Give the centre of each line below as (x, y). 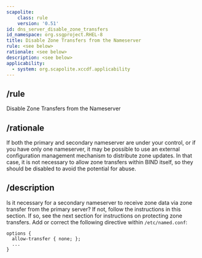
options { (19, 233)
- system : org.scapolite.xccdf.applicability (71, 69)
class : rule (33, 18)
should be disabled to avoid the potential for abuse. (71, 169)
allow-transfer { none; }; (46, 239)
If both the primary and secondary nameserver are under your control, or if (101, 142)
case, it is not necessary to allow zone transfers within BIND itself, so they (100, 162)
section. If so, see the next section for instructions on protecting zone (94, 216)
